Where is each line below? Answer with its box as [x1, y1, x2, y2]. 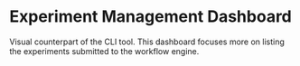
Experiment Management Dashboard [9, 6, 292, 27]
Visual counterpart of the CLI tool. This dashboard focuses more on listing [9, 36, 285, 47]
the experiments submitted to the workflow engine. [9, 45, 200, 56]
